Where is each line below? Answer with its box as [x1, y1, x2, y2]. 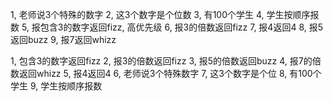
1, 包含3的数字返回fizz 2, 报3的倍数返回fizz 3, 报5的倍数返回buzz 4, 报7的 [10, 55, 313, 67]
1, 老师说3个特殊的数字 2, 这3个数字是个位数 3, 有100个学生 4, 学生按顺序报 [10, 9, 320, 20]
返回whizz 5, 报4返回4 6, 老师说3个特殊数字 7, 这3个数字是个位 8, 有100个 [18, 68, 322, 79]
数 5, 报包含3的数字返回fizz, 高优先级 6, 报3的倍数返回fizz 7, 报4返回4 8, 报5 [10, 21, 324, 33]
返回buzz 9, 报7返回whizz [10, 34, 117, 45]
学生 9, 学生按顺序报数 [10, 80, 103, 92]
